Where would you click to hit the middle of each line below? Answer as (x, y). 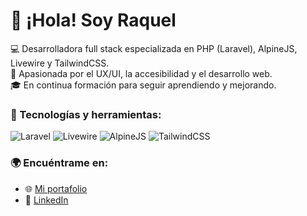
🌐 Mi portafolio (56, 188)
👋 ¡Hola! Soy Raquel (93, 20)
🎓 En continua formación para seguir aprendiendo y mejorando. (143, 85)
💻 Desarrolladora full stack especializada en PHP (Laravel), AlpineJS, (154, 48)
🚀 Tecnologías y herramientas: (86, 114)
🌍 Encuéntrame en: (59, 163)
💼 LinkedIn (46, 200)
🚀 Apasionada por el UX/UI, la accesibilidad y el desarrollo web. (141, 73)
